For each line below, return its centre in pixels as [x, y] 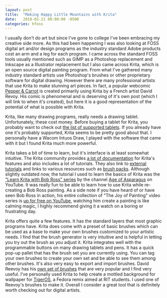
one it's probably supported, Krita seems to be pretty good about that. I [79, 132]
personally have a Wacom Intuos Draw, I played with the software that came [83, 138]
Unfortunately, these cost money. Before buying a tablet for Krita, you [77, 122]
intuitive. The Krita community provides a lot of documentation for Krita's [80, 158]
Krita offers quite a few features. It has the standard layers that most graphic [83, 221]
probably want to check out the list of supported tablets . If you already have [83, 127]
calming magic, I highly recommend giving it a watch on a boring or [74, 206]
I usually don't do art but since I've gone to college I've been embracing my [83, 38]
